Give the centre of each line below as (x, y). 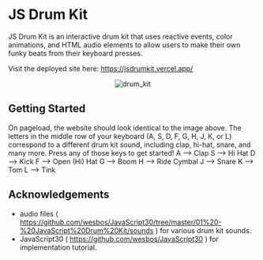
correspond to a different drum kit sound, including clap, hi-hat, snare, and (130, 145)
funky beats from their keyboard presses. (76, 53)
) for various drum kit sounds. (203, 230)
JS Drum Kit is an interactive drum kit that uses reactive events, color (120, 36)
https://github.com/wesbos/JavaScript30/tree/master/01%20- (120, 222)
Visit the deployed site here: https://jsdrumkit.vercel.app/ (101, 68)
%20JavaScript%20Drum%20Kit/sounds (86, 230)
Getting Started (47, 109)
